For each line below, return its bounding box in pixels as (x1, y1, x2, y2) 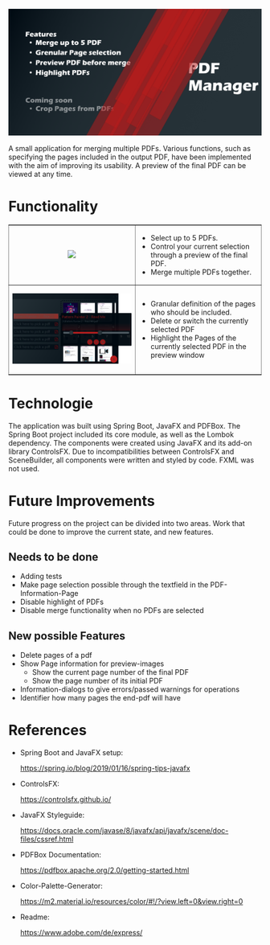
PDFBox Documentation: (19, 850, 102, 860)
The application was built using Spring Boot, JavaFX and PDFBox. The (8, 421, 241, 430)
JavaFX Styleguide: (19, 810, 85, 820)
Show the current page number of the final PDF (31, 668, 189, 677)
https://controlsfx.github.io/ (19, 795, 112, 804)
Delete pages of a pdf (19, 651, 92, 660)
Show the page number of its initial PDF (31, 676, 163, 686)
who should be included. (150, 307, 232, 318)
